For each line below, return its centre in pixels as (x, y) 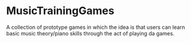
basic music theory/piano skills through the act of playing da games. (90, 33)
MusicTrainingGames (60, 11)
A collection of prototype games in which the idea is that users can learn (96, 27)
